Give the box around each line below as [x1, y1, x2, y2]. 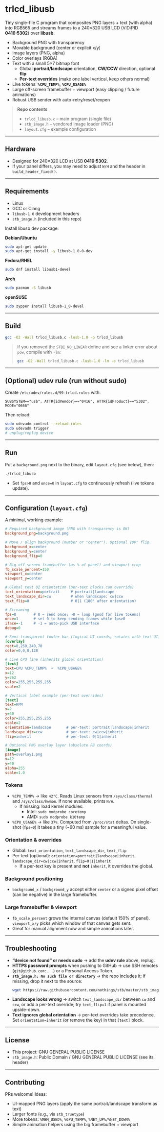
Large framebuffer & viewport [5, 904, 77, 911]
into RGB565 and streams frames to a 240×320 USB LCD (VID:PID [5, 24, 138, 30]
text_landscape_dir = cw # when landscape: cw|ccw [5, 594, 123, 599]
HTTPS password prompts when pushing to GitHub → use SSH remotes [12, 963, 158, 968]
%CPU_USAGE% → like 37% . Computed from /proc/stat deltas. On [12, 819, 137, 825]
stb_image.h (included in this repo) [12, 216, 82, 221]
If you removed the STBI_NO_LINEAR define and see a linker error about [17, 344, 158, 350]
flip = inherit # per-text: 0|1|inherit [5, 734, 117, 739]
